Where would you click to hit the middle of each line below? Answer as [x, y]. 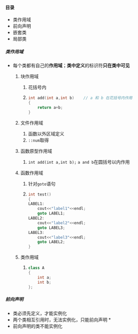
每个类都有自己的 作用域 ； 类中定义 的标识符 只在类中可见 [71, 66]
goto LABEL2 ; [51, 242]
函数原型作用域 [36, 151]
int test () [40, 194]
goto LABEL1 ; [51, 213]
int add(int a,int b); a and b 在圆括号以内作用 [79, 162]
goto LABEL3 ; [51, 228]
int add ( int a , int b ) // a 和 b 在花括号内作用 [80, 98]
